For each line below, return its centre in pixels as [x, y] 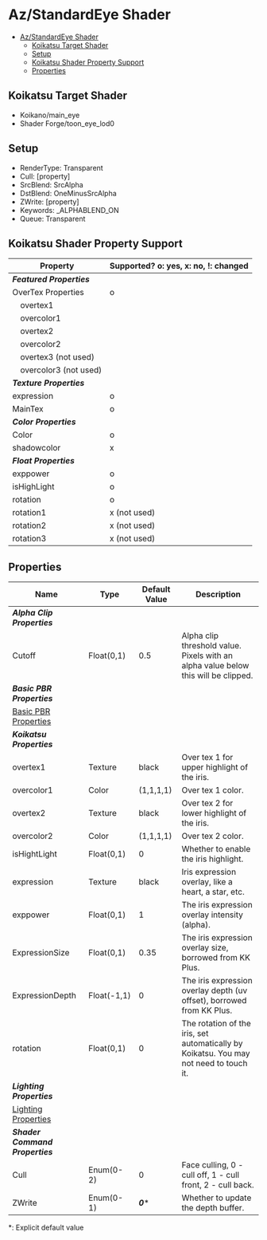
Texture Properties [48, 383]
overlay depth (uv [215, 990]
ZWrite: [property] [49, 202]
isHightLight [35, 854]
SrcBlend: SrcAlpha [51, 184]
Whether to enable [216, 849]
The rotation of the [217, 1024]
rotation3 [29, 538]
